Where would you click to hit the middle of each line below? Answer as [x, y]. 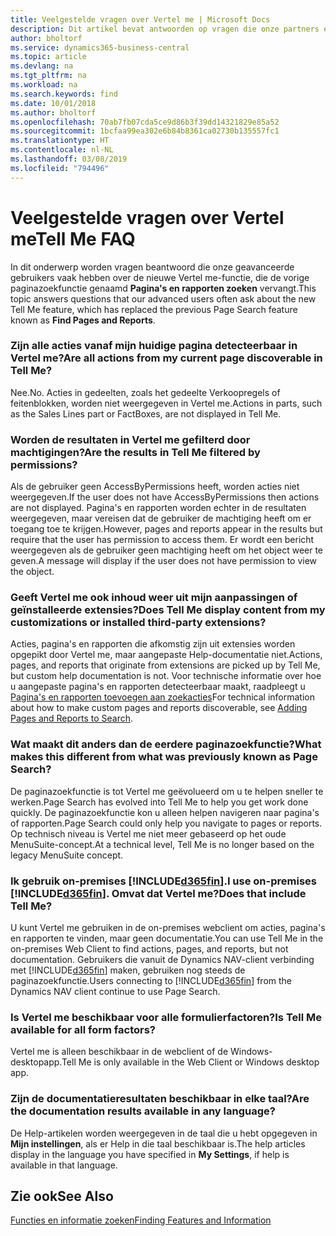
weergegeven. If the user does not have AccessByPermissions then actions [165, 497]
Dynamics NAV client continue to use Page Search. [115, 992]
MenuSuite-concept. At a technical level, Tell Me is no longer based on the [162, 844]
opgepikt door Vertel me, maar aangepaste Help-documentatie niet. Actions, [166, 655]
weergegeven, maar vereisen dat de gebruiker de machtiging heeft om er [161, 518]
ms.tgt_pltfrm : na [48, 76]
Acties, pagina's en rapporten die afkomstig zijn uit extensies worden [153, 644]
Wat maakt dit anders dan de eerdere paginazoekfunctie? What [166, 744]
